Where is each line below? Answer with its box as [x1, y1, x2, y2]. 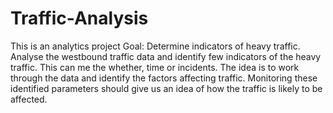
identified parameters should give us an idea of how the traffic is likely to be [10, 82, 323, 94]
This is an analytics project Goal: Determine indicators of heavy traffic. [10, 40, 301, 52]
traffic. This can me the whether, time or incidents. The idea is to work [10, 61, 300, 73]
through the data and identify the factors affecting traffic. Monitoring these [10, 72, 318, 84]
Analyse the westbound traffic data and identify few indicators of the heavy [10, 50, 322, 62]
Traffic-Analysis [10, 7, 149, 30]
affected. [10, 93, 48, 105]
